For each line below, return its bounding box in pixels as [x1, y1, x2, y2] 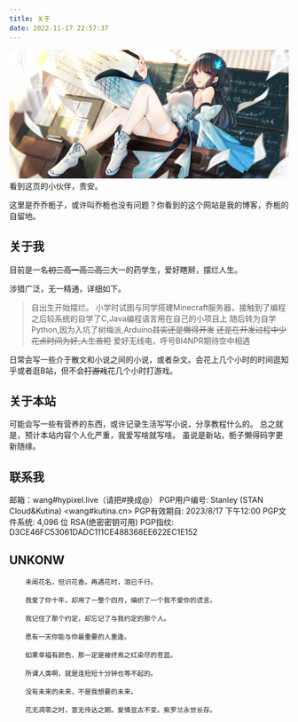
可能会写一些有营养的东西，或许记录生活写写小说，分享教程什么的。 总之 [9, 419, 276, 429]
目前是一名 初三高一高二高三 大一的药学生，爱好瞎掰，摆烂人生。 [9, 264, 242, 275]
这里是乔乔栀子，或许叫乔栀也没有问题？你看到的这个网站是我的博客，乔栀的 [9, 200, 289, 210]
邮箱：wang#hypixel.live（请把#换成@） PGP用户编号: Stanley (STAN [9, 495, 263, 506]
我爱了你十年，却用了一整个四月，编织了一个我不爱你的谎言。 [25, 596, 217, 605]
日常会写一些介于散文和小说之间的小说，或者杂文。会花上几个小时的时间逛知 [9, 354, 289, 365]
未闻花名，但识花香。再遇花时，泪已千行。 [25, 577, 158, 587]
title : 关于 [9, 14, 51, 23]
